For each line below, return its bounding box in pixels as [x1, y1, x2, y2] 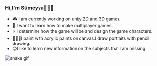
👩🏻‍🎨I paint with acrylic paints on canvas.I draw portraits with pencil [12, 35, 150, 41]
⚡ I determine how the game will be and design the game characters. [12, 28, 153, 34]
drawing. [12, 41, 31, 46]
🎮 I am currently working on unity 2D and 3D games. [12, 16, 121, 22]
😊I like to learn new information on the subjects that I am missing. [12, 46, 147, 52]
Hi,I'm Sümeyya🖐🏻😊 [5, 4, 54, 11]
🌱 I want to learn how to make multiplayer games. [12, 23, 113, 29]
